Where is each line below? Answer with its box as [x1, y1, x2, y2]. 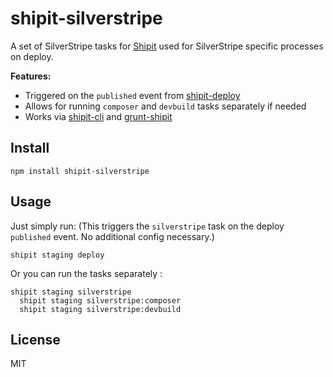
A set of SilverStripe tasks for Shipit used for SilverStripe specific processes [10, 40, 324, 52]
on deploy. [10, 50, 54, 62]
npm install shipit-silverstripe [10, 166, 150, 176]
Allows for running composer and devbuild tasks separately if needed [24, 100, 307, 112]
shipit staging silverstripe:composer [19, 295, 182, 306]
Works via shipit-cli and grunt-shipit [24, 110, 173, 122]
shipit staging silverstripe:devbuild [19, 304, 182, 314]
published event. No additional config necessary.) [10, 230, 215, 242]
